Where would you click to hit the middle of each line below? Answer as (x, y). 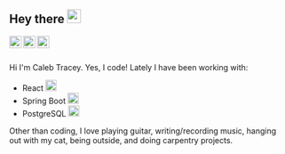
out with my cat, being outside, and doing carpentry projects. (121, 140)
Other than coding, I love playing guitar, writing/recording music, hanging (143, 131)
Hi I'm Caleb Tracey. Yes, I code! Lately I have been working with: (129, 67)
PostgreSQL (44, 113)
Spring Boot (44, 101)
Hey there (37, 19)
